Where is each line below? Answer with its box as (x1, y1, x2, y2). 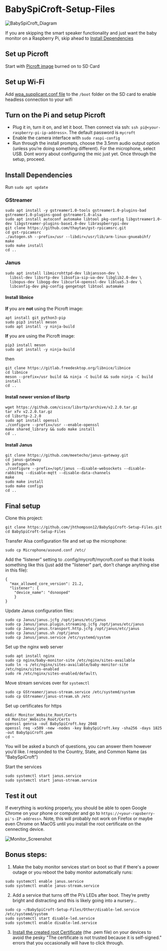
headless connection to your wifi (5, 96, 72, 102)
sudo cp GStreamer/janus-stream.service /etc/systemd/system (5, 690, 135, 695)
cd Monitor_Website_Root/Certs (5, 717, 70, 722)
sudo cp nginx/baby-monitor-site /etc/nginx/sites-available (5, 658, 135, 663)
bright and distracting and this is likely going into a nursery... (12, 897, 137, 903)
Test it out (5, 791, 37, 800)
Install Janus (5, 442, 32, 448)
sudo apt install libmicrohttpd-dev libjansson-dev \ (5, 270, 120, 276)
